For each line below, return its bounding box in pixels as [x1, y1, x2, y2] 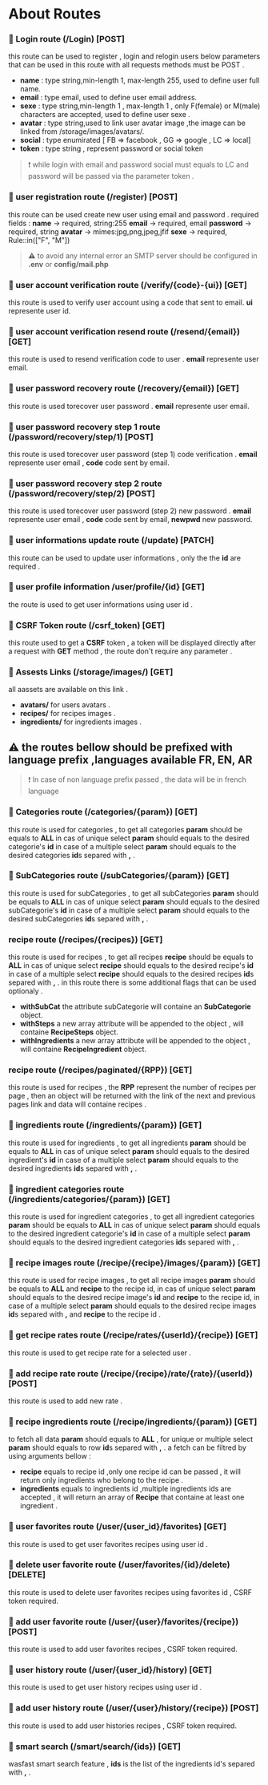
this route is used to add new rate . [8, 1396, 122, 1406]
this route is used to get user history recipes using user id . [8, 1682, 202, 1692]
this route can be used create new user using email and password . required [8, 209, 259, 219]
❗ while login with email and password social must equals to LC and [27, 160, 250, 169]
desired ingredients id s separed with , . [8, 1164, 138, 1173]
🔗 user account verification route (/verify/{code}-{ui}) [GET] [8, 279, 248, 290]
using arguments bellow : [8, 1451, 92, 1461]
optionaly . [8, 986, 43, 996]
